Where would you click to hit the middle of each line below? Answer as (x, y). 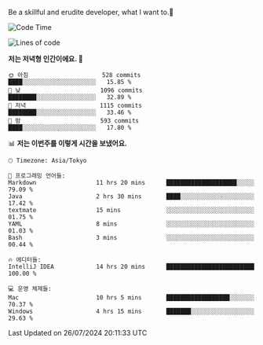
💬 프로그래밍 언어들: (37, 176)
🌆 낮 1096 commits (75, 90)
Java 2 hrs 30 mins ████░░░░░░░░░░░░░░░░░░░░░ (131, 196)
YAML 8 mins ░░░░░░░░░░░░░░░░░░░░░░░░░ (131, 224)
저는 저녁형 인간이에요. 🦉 (46, 59)
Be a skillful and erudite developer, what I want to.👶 (91, 12)
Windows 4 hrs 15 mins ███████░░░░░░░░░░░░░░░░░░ (131, 311)
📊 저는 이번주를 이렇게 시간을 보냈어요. (68, 143)
